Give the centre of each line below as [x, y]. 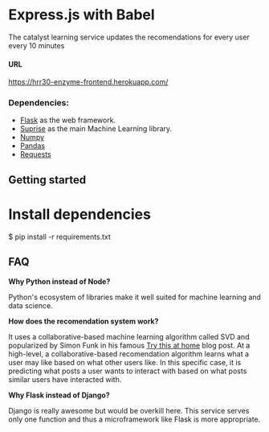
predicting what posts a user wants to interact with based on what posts [128, 371]
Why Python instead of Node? [59, 281]
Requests [35, 154]
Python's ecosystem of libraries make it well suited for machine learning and [134, 297]
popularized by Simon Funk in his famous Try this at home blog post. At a [129, 345]
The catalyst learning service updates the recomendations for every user [129, 37]
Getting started [47, 180]
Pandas [33, 146]
